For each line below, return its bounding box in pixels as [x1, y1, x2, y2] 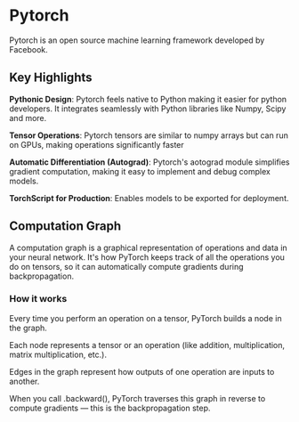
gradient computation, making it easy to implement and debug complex [9, 166, 271, 176]
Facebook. [9, 44, 49, 54]
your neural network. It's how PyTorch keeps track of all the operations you [9, 251, 285, 263]
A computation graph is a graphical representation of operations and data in [9, 242, 287, 253]
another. [9, 376, 40, 386]
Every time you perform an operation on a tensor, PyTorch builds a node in [9, 312, 282, 323]
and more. [9, 112, 47, 123]
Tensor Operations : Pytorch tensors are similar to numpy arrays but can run [9, 130, 289, 141]
